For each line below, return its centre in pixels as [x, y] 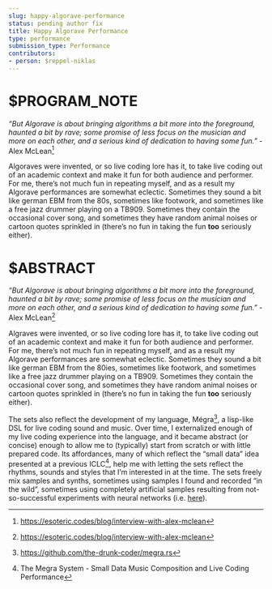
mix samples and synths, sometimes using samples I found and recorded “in [136, 481]
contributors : [32, 53]
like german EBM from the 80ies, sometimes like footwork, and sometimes [132, 368]
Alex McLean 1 [32, 150]
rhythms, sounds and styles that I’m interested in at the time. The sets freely [135, 472]
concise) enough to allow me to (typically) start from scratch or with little [130, 445]
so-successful [32, 498]
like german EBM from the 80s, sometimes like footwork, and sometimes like [136, 201]
